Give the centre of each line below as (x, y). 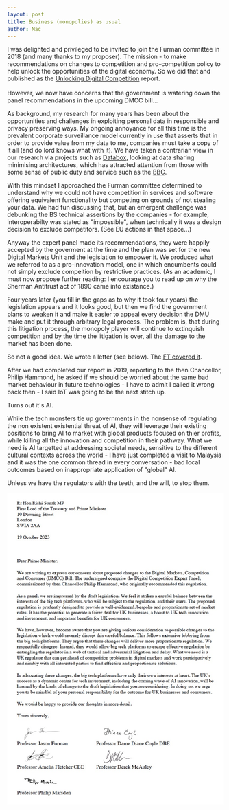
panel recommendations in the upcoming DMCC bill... (83, 100)
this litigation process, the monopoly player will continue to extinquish (106, 329)
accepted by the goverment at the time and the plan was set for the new (109, 250)
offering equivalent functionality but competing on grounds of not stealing (111, 200)
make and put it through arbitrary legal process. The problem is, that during (113, 322)
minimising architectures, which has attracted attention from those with (108, 165)
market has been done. (40, 344)
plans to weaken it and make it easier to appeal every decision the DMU (108, 314)
